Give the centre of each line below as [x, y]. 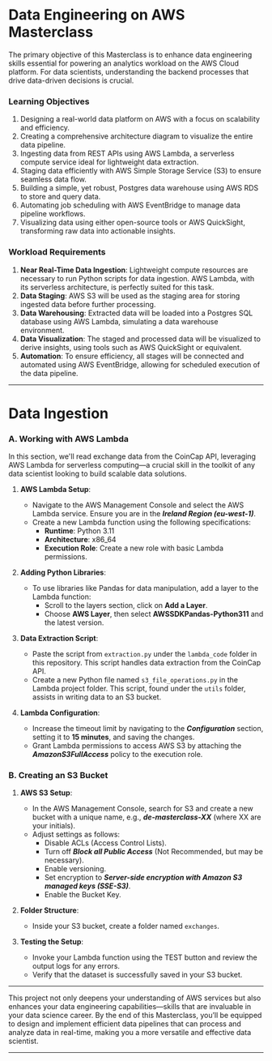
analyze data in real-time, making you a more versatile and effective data [130, 1033]
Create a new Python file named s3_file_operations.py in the [135, 680]
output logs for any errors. [76, 966]
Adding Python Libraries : [63, 572]
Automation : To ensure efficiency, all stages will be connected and [132, 356]
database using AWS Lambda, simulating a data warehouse [119, 321]
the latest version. [74, 622]
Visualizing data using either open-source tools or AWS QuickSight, [132, 222]
